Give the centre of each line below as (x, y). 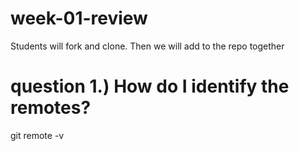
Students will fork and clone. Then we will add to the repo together (147, 46)
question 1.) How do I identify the (150, 86)
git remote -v (37, 135)
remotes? (51, 108)
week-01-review (79, 18)
